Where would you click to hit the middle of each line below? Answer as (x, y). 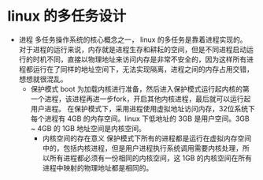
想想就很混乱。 (43, 79)
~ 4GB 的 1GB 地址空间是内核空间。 (88, 128)
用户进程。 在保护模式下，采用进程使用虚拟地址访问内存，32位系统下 (143, 108)
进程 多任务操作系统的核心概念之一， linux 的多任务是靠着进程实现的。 (133, 39)
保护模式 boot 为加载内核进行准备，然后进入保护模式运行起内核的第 (140, 88)
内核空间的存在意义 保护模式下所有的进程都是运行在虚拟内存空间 (147, 138)
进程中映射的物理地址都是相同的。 (98, 167)
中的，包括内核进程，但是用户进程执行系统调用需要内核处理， (143, 148)
